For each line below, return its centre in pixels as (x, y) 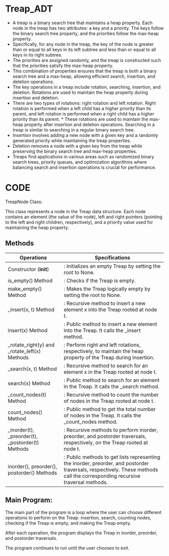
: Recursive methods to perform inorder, (111, 430)
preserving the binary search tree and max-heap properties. (75, 151)
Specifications (113, 258)
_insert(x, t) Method (31, 310)
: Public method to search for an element (112, 380)
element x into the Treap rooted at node (110, 310)
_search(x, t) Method (32, 368)
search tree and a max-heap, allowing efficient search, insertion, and (84, 76)
